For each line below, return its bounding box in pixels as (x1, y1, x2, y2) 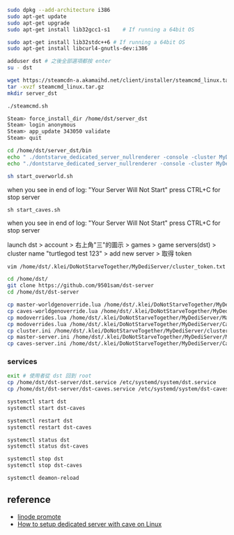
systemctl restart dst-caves (7, 423, 92, 431)
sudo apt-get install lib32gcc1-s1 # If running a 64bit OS (7, 26, 195, 33)
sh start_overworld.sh (7, 173, 73, 179)
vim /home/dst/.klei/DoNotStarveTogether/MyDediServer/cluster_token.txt (7, 263, 226, 270)
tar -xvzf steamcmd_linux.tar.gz (7, 83, 104, 90)
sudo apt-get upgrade (7, 20, 70, 27)
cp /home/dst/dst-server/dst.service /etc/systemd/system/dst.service (7, 379, 217, 386)
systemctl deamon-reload (7, 475, 79, 482)
